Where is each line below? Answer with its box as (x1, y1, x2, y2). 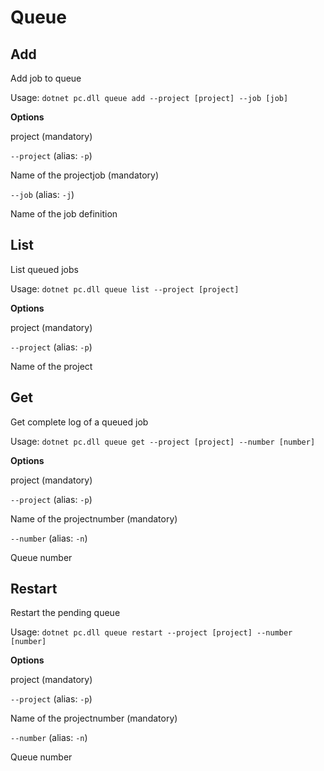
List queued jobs (10, 263, 79, 275)
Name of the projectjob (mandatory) (10, 169, 160, 181)
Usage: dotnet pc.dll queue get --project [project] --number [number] (10, 435, 316, 447)
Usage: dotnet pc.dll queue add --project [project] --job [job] (10, 92, 289, 103)
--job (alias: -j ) (10, 189, 75, 200)
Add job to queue (10, 72, 82, 84)
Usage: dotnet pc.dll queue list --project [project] (10, 282, 240, 295)
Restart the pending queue (10, 607, 121, 619)
